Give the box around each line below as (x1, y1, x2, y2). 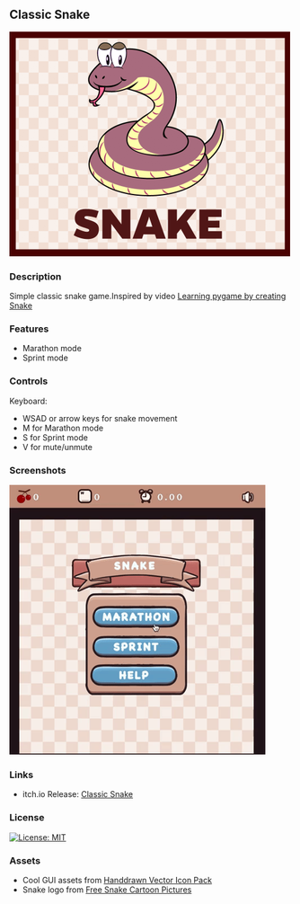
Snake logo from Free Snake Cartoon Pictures (22, 884, 192, 895)
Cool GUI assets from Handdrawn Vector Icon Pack (22, 874, 213, 885)
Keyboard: (9, 395, 48, 406)
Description (9, 270, 62, 282)
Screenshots (9, 464, 66, 476)
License (9, 811, 45, 824)
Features (9, 323, 49, 335)
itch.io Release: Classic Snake (22, 789, 133, 800)
